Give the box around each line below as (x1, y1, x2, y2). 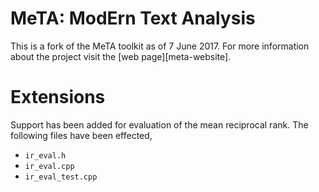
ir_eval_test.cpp (24, 172, 98, 182)
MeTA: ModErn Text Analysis (10, 7, 256, 30)
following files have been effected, (10, 129, 153, 141)
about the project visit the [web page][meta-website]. (10, 50, 232, 62)
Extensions (10, 86, 106, 109)
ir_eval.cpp (24, 161, 75, 171)
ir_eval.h (24, 150, 67, 161)
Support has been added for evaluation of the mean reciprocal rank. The (10, 118, 309, 131)
